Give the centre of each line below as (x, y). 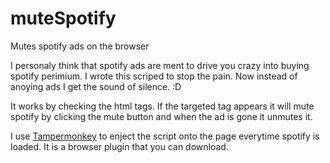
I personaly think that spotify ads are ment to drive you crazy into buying (160, 65)
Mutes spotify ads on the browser (80, 46)
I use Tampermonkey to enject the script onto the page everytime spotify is (165, 136)
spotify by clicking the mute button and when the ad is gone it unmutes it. (161, 116)
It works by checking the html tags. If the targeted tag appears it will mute (162, 106)
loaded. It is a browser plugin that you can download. (119, 146)
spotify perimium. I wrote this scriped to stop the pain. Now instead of (154, 76)
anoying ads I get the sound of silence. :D (96, 86)
